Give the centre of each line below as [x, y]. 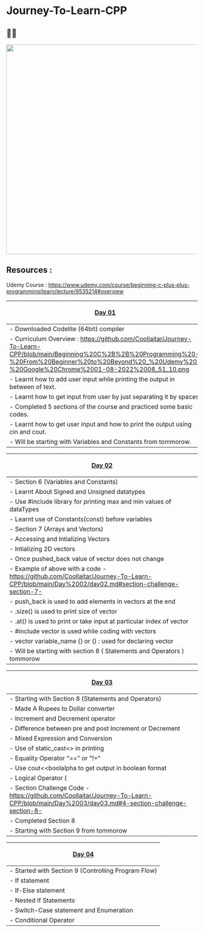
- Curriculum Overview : [44, 339]
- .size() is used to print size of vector [63, 611]
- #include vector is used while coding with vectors [83, 631]
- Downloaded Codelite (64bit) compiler [67, 329]
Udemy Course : [27, 285]
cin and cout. [28, 432]
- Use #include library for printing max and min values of [90, 501]
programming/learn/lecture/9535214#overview [65, 291]
